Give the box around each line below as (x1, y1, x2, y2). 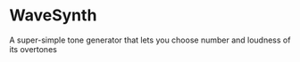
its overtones (9, 43, 58, 54)
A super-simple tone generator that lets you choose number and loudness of (9, 35, 291, 45)
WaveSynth (9, 5, 97, 26)
